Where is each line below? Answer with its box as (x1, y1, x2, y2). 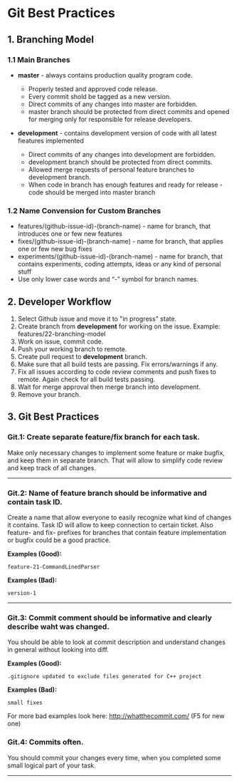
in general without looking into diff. (7, 645, 109, 654)
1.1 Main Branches (7, 55, 70, 65)
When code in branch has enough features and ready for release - (28, 180, 223, 189)
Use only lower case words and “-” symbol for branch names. (17, 275, 199, 284)
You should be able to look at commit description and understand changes (7, 638, 226, 646)
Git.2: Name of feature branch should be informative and (7, 488, 208, 498)
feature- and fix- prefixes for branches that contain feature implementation (7, 528, 227, 536)
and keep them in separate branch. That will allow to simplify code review (7, 456, 223, 465)
